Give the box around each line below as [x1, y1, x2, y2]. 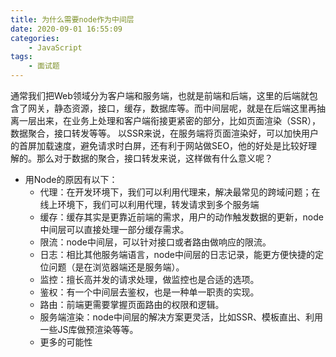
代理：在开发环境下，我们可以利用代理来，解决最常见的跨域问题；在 [39, 186, 321, 198]
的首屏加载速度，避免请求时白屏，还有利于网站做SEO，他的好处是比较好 [10, 140, 309, 151]
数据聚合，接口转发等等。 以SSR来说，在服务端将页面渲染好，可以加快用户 [10, 127, 319, 139]
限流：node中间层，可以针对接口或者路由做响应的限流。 [39, 236, 272, 248]
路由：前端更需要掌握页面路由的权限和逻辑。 [39, 299, 225, 310]
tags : [10, 52, 33, 62]
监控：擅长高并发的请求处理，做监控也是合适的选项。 [39, 274, 260, 285]
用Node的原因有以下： [24, 174, 118, 185]
